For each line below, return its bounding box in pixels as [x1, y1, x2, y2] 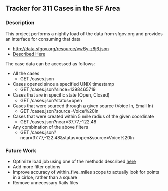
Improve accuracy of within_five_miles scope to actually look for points [12, 169, 160, 175]
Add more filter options [12, 163, 61, 170]
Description [5, 19, 35, 26]
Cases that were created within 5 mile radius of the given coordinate [12, 113, 154, 119]
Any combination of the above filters [12, 124, 88, 130]
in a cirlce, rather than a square [12, 174, 77, 180]
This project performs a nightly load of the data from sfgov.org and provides [5, 30, 163, 37]
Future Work [5, 147, 36, 154]
